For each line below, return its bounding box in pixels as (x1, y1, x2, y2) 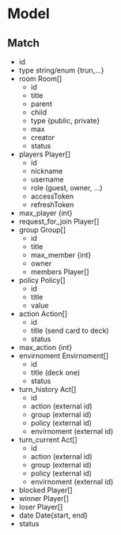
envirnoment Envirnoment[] (18, 351, 109, 360)
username (30, 175, 64, 184)
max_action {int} (18, 343, 73, 352)
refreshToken (30, 200, 74, 209)
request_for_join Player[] (18, 217, 100, 226)
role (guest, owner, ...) (30, 183, 104, 192)
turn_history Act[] (18, 385, 77, 394)
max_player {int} (18, 209, 73, 217)
